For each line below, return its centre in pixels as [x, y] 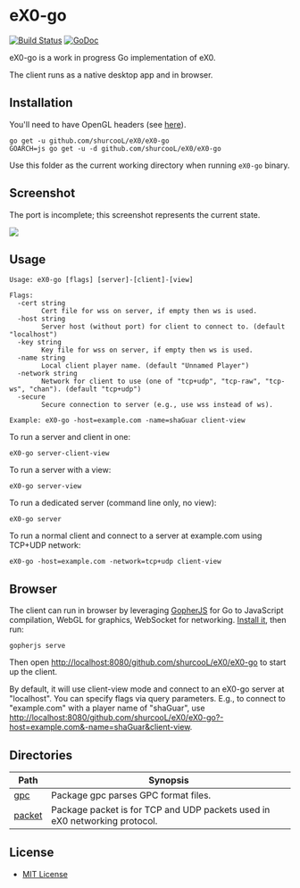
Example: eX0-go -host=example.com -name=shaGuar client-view [127, 420]
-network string [47, 374]
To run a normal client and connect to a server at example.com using [136, 535]
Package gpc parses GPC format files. [131, 795]
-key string [40, 343]
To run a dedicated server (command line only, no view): [113, 503]
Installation [41, 103]
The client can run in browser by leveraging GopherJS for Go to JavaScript [146, 610]
